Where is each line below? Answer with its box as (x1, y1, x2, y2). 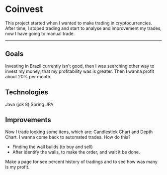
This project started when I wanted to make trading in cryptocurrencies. (5, 20, 153, 26)
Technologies (5, 88, 49, 97)
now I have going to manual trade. (5, 30, 75, 36)
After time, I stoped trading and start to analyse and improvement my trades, (5, 25, 162, 31)
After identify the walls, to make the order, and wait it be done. (12, 149, 140, 155)
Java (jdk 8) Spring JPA (5, 101, 54, 107)
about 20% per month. (5, 73, 52, 79)
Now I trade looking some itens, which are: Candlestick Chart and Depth (5, 129, 153, 135)
